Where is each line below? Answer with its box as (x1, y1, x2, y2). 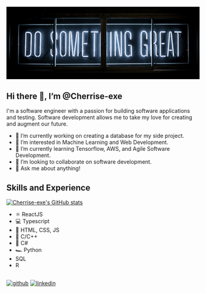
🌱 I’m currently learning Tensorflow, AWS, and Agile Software (15, 145, 170, 153)
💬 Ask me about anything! (15, 165, 81, 172)
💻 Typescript (15, 218, 50, 225)
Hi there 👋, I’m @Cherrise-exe (6, 91, 123, 101)
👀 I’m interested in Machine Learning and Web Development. (15, 139, 169, 146)
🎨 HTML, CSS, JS (15, 226, 60, 234)
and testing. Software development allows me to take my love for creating (6, 114, 193, 121)
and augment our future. (6, 120, 69, 127)
